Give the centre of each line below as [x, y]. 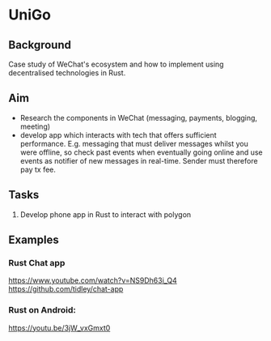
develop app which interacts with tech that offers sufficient [118, 134]
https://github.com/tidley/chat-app [66, 289]
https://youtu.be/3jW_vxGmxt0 [59, 328]
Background [40, 45]
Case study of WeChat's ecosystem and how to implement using [116, 64]
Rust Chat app [37, 262]
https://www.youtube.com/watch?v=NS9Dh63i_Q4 [93, 280]
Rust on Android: [42, 310]
